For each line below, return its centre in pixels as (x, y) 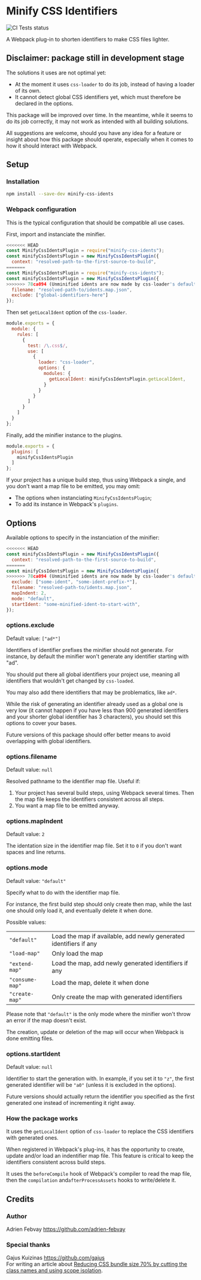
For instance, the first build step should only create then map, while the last (99, 904)
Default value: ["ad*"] (33, 638)
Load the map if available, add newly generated (118, 936)
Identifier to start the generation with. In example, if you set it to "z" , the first (100, 1078)
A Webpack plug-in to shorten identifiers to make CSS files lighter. (88, 39)
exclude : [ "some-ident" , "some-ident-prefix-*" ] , (74, 582)
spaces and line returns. (36, 852)
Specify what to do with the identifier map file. (63, 893)
